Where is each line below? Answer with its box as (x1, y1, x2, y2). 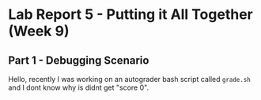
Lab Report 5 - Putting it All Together (8, 6, 253, 24)
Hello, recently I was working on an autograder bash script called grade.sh (8, 75, 251, 83)
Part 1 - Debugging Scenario (8, 54, 149, 67)
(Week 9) (8, 22, 70, 40)
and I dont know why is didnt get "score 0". (8, 83, 149, 92)
